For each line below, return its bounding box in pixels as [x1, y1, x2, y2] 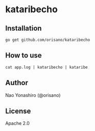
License [5, 107, 31, 116]
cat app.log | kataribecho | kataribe [5, 65, 88, 70]
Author [5, 78, 28, 87]
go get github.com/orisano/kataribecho [5, 37, 90, 42]
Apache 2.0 [5, 120, 30, 126]
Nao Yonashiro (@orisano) [5, 92, 61, 98]
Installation [5, 24, 42, 33]
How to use [5, 51, 42, 60]
